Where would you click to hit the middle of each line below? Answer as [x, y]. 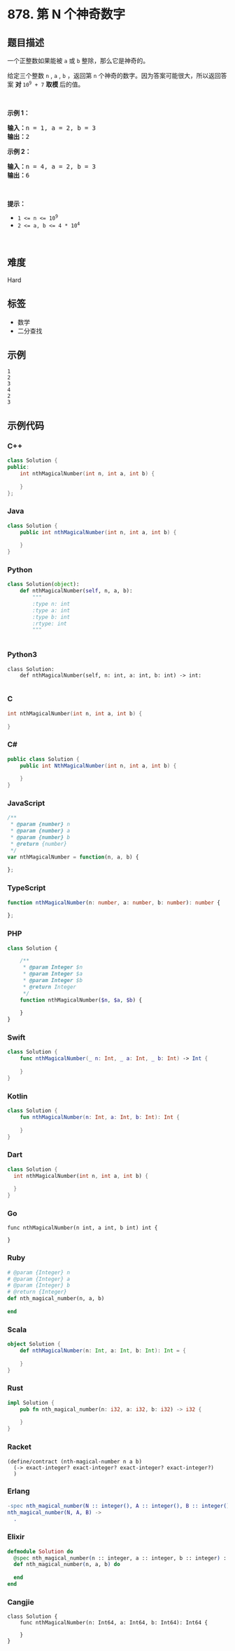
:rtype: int [50, 623]
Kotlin [17, 1096]
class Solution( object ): [43, 584]
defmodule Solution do [40, 1551]
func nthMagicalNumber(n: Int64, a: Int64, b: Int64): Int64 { [114, 1623]
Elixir [16, 1537]
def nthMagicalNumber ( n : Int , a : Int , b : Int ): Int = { [103, 1351]
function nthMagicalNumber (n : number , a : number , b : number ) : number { [114, 903]
